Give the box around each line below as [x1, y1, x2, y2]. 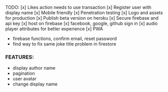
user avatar [12, 76, 37, 82]
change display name [12, 81, 58, 87]
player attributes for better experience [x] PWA [5, 26, 103, 32]
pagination [12, 70, 36, 76]
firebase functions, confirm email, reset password [12, 35, 117, 41]
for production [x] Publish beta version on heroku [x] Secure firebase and [5, 15, 159, 21]
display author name [12, 65, 56, 71]
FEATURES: [5, 53, 35, 60]
